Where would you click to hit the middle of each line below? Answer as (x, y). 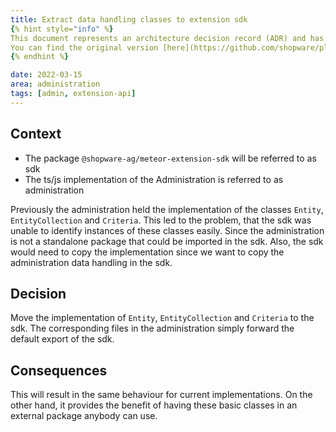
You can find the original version (84, 47)
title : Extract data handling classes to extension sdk (129, 19)
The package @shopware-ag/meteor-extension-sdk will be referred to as (170, 158)
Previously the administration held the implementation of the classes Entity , (167, 209)
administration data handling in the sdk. (91, 262)
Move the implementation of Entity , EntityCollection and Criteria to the (162, 318)
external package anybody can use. (84, 416)
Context (36, 134)
